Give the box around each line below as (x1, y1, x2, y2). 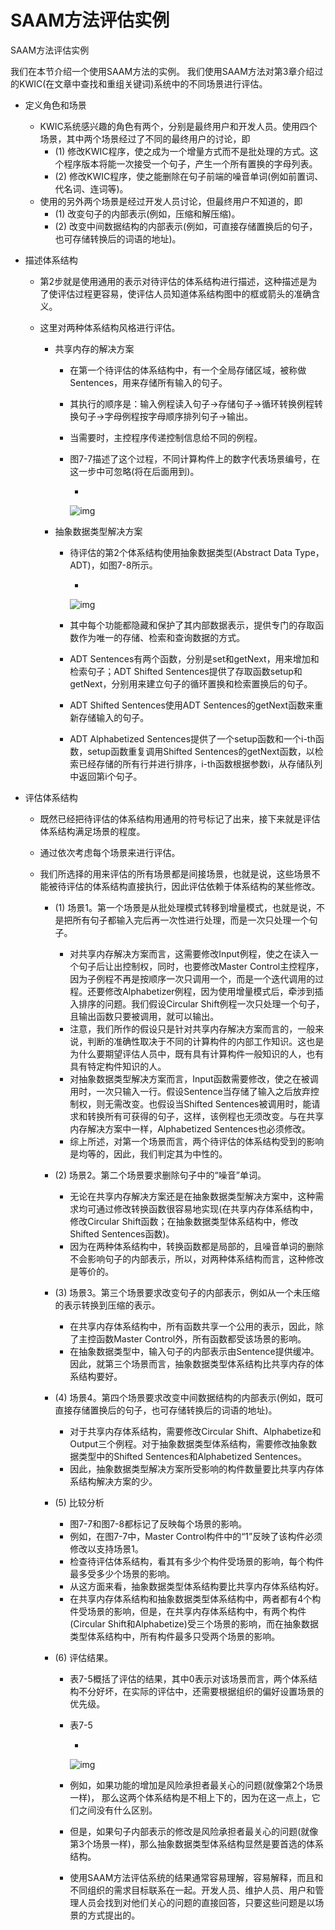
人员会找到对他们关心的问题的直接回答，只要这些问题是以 (78, 1896, 316, 1908)
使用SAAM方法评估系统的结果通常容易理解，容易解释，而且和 (69, 1871, 324, 1883)
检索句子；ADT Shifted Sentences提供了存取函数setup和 (69, 665, 303, 677)
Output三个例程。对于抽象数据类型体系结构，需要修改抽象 (69, 1437, 309, 1450)
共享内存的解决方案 (54, 342, 135, 355)
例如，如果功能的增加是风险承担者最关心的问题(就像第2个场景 (69, 1779, 324, 1791)
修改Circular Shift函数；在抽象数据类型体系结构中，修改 (69, 1215, 299, 1227)
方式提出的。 (87, 1909, 141, 1921)
